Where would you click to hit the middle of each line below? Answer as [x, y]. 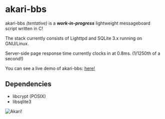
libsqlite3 [22, 101]
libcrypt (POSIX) [29, 96]
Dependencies [28, 84]
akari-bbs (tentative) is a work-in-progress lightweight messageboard [78, 23]
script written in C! [24, 28]
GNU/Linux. [17, 43]
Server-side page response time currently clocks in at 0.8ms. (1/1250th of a [83, 53]
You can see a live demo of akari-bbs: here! [50, 68]
